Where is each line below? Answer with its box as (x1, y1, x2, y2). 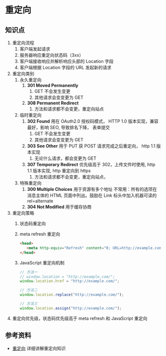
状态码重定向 (19, 221, 46, 226)
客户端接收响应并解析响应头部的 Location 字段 (19, 58, 114, 64)
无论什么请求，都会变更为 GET (34, 155, 97, 161)
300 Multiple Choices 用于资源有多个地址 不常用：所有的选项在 (27, 186, 157, 192)
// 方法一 (19, 269, 38, 274)
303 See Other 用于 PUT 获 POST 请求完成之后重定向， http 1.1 (27, 143, 156, 149)
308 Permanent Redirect (27, 100, 79, 106)
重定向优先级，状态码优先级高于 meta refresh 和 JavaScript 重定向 (12, 315, 147, 321)
